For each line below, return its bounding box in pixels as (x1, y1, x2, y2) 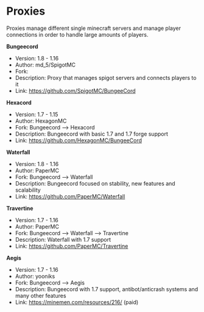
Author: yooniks (15, 272, 55, 280)
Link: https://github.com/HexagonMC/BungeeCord (15, 136, 142, 144)
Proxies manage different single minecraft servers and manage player (6, 24, 181, 32)
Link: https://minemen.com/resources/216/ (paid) (15, 298, 139, 306)
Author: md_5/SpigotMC (15, 61, 76, 68)
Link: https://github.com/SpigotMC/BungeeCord (15, 87, 136, 94)
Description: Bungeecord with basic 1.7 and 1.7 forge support (15, 130, 169, 137)
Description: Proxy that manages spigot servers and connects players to (15, 74, 197, 81)
